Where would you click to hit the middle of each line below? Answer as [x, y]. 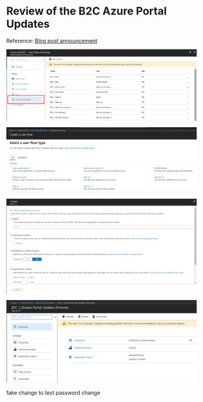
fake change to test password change [53, 392]
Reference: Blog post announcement [52, 41]
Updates [28, 24]
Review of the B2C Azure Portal [87, 11]
